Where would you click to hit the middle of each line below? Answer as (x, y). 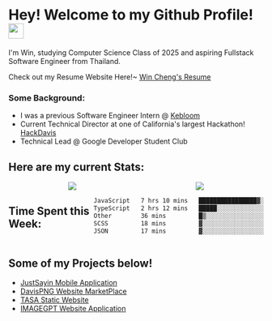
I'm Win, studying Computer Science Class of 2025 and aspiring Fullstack (131, 52)
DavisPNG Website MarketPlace (73, 291)
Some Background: (47, 97)
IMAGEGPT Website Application (73, 309)
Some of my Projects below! (81, 263)
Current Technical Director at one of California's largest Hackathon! (132, 124)
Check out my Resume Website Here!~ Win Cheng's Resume (110, 77)
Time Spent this (49, 211)
